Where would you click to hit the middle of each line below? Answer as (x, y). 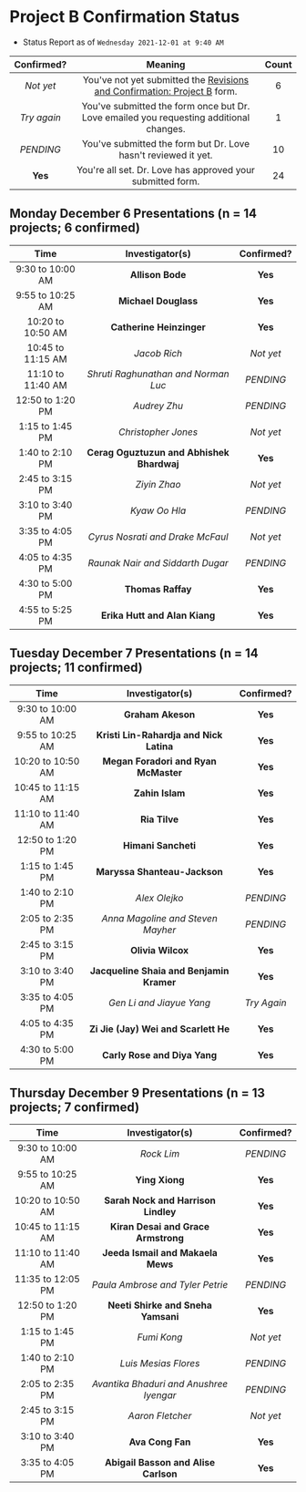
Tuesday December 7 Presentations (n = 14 (134, 653)
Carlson (160, 1474)
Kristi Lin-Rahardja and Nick (159, 735)
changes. (165, 129)
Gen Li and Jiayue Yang (159, 1003)
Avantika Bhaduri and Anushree (160, 1384)
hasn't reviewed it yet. (166, 155)
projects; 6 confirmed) (75, 228)
